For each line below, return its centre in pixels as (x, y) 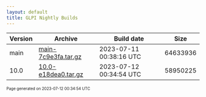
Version (21, 39)
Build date (129, 39)
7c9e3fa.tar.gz (60, 56)
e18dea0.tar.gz (61, 74)
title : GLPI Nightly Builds (42, 18)
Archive (66, 39)
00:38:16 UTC (120, 56)
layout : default (27, 12)
